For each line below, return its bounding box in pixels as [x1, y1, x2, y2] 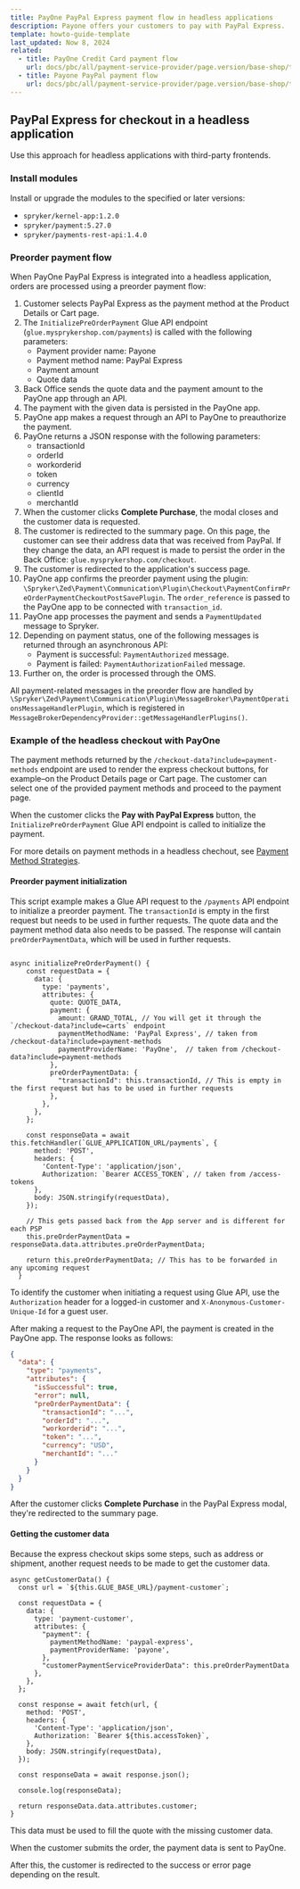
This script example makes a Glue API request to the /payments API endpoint [10, 896, 290, 907]
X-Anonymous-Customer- [201, 1297, 286, 1307]
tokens [10, 1177, 35, 1187]
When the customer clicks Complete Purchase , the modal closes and [22, 507, 279, 518]
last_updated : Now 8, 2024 [10, 37, 110, 47]
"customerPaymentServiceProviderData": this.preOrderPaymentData [42, 1661, 290, 1669]
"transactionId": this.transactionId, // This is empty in [57, 1076, 281, 1085]
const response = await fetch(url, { [18, 1700, 158, 1709]
